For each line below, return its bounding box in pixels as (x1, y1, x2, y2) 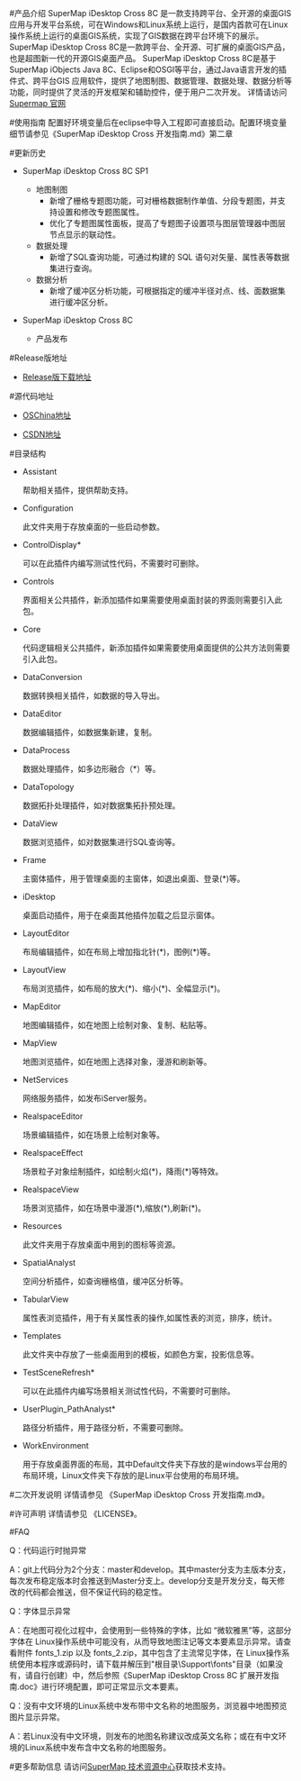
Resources (22, 1221, 63, 1231)
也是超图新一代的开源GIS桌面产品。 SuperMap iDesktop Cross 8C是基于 (9, 53, 277, 63)
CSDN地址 (22, 429, 61, 440)
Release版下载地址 (22, 372, 92, 382)
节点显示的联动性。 (49, 229, 121, 240)
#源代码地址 (9, 391, 54, 401)
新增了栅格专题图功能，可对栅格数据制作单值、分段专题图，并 (49, 195, 279, 205)
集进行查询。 (49, 263, 97, 273)
